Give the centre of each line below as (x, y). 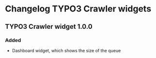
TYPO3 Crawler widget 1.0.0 (49, 27)
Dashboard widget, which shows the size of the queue (66, 50)
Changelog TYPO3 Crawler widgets (78, 9)
